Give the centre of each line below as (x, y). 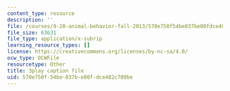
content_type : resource (41, 13)
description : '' (30, 20)
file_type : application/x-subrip (55, 39)
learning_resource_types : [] (49, 45)
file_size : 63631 (32, 32)
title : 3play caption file (46, 70)
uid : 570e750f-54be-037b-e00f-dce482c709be (70, 77)
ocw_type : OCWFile (33, 58)
